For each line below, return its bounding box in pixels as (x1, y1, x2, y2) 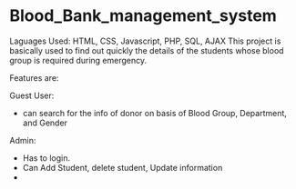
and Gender (22, 117, 68, 128)
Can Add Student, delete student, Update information (22, 162, 223, 173)
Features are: (9, 72, 59, 83)
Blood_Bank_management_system (9, 5, 278, 26)
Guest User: (9, 90, 55, 101)
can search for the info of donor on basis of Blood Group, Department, (22, 107, 287, 118)
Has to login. (22, 152, 71, 164)
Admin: (9, 134, 36, 145)
